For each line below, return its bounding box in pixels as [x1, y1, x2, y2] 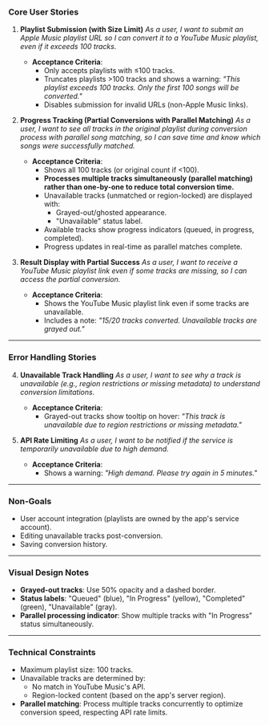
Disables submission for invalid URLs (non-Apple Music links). [43, 100, 248, 110]
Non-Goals [8, 495, 52, 507]
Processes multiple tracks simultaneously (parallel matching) [43, 173, 254, 183]
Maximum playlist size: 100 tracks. [19, 665, 134, 674]
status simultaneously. [19, 619, 94, 629]
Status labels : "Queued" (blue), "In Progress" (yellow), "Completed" [19, 593, 246, 604]
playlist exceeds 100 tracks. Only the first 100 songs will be [43, 83, 239, 92]
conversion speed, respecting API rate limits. [19, 707, 168, 717]
